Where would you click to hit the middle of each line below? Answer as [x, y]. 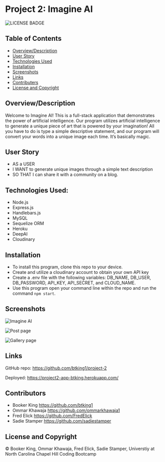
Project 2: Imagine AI [49, 9]
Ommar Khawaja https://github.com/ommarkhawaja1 [66, 410]
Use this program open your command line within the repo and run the [84, 288]
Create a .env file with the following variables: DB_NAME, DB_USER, [82, 278]
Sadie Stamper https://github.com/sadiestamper [62, 421]
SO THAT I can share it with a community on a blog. [65, 175]
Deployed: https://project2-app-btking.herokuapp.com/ [62, 377]
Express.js [23, 208]
